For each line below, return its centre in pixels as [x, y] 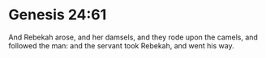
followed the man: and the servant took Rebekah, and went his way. [121, 45]
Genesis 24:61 [58, 15]
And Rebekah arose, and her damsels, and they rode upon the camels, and [133, 37]
